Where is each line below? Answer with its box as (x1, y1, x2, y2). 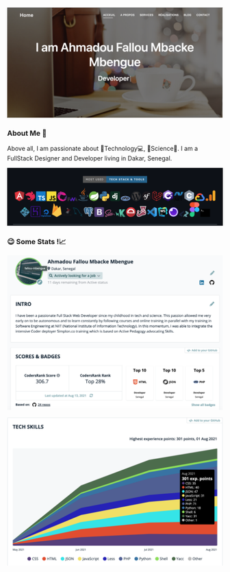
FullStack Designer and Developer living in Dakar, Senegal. (7, 154, 172, 163)
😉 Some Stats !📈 (7, 237, 66, 246)
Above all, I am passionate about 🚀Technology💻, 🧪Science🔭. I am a (7, 145, 199, 153)
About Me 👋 (7, 128, 47, 138)
